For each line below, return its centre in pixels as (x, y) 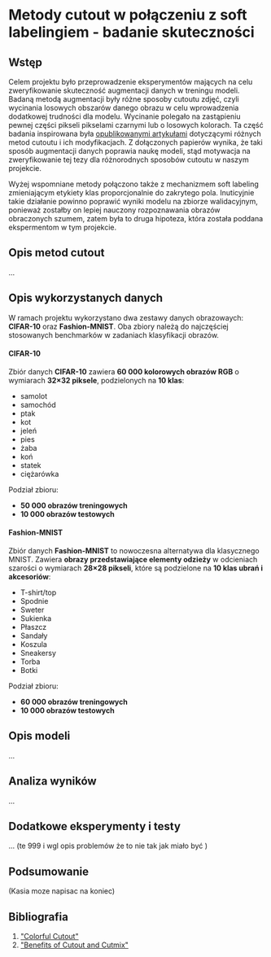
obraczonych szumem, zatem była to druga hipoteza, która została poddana (136, 218)
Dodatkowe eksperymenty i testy (95, 826)
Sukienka (36, 618)
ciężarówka (39, 474)
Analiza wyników (52, 782)
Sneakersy (38, 653)
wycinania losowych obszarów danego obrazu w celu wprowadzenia (124, 108)
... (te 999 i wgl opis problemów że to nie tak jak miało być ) (108, 846)
